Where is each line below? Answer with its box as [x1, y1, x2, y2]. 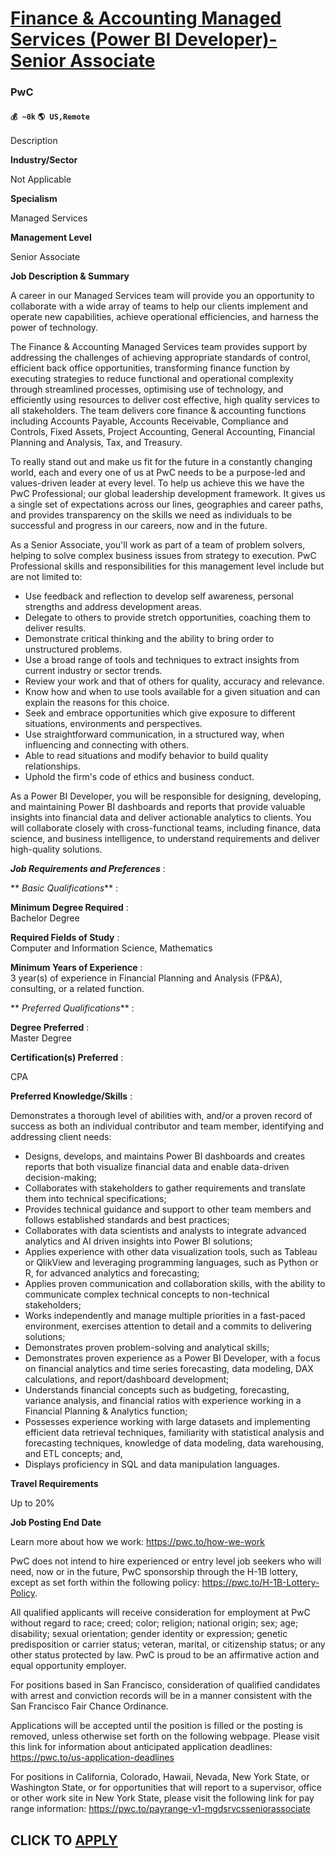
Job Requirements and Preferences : [10, 863, 166, 875]
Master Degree [10, 1032, 72, 1044]
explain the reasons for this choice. [24, 697, 170, 709]
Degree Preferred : [10, 1022, 90, 1034]
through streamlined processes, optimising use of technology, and [10, 383, 284, 396]
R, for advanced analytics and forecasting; [24, 1267, 200, 1279]
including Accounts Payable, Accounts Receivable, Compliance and [10, 415, 289, 427]
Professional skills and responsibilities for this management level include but [10, 560, 325, 572]
